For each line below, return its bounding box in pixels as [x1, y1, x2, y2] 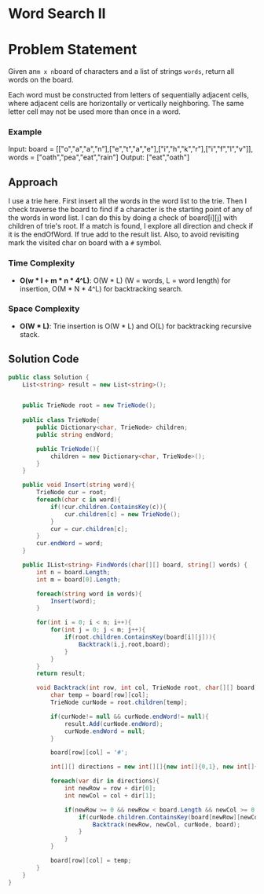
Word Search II [8, 5, 106, 23]
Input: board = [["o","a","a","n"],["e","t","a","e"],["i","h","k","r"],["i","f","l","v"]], [8, 145, 254, 154]
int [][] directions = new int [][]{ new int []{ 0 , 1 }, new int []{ [49, 763, 258, 771]
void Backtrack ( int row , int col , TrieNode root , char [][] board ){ [36, 684, 262, 692]
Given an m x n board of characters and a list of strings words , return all [8, 67, 234, 76]
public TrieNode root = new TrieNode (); [22, 401, 156, 409]
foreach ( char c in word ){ [36, 496, 122, 504]
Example [8, 126, 42, 137]
